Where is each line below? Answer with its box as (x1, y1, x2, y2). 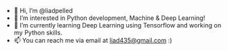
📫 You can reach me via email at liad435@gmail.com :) (13, 37, 173, 44)
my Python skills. (13, 28, 62, 37)
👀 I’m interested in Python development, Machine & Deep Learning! (13, 14, 206, 22)
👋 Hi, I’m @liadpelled (13, 7, 73, 14)
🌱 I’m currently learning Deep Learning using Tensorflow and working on (13, 21, 222, 29)
